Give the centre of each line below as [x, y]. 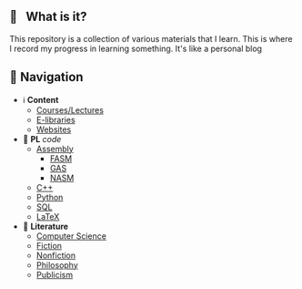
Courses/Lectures [70, 109]
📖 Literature [45, 226]
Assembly [55, 149]
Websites [54, 129]
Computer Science [71, 236]
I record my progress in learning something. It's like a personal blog [136, 48]
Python [50, 197]
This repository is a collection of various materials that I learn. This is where [151, 38]
